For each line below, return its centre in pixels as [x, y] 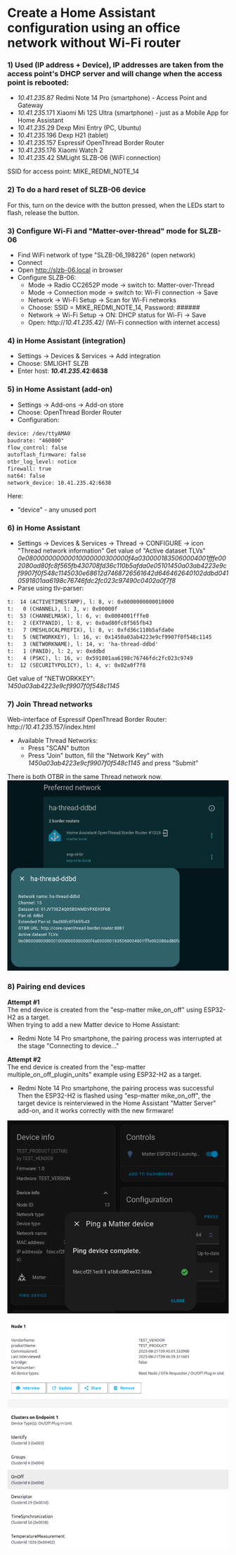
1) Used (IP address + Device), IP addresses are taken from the [116, 65]
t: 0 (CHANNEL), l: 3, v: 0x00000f [63, 609]
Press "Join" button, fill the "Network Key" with [96, 756]
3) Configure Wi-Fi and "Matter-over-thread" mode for [103, 231]
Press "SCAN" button [59, 748]
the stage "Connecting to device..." [68, 1045]
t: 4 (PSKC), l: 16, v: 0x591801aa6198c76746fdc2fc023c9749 [100, 658]
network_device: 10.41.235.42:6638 [59, 483]
